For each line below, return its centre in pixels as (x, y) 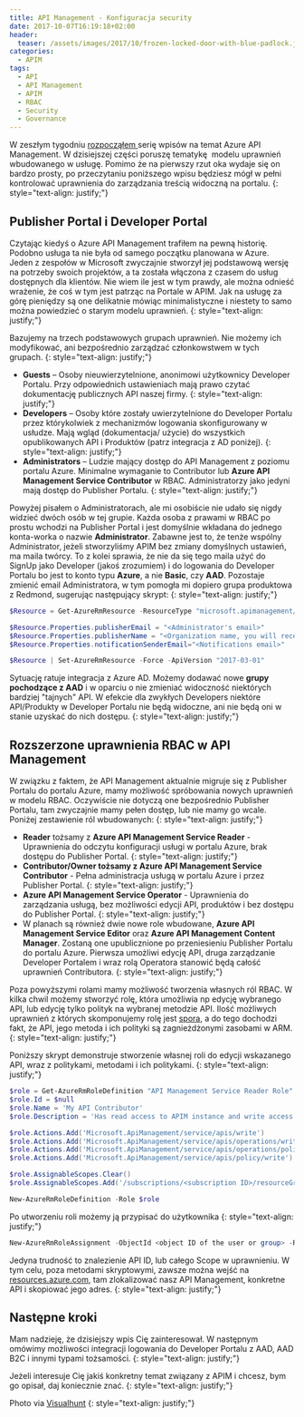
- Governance (42, 119)
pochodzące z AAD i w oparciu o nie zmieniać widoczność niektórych (140, 688)
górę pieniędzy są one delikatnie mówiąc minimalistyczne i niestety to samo (151, 301)
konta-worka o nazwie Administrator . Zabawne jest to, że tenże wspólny (146, 537)
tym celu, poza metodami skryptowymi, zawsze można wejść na (129, 1269)
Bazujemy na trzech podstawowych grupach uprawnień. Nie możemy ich (146, 337)
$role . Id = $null (42, 1100)
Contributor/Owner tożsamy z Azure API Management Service (142, 866)
